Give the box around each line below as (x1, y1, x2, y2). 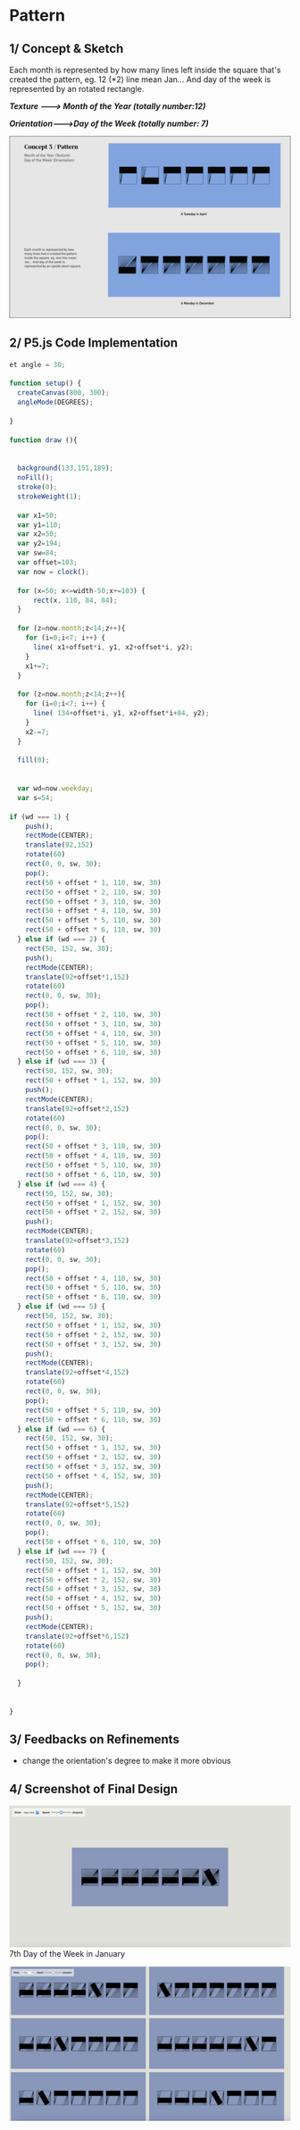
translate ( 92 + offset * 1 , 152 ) (25, 973, 129, 981)
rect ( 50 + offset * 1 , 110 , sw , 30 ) (25, 878, 162, 887)
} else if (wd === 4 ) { (17, 1180, 105, 1189)
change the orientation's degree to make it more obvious (21, 1756, 231, 1767)
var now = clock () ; (17, 567, 90, 576)
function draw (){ (9, 435, 78, 445)
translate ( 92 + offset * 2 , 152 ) (25, 1104, 129, 1113)
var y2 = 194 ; (17, 539, 62, 548)
